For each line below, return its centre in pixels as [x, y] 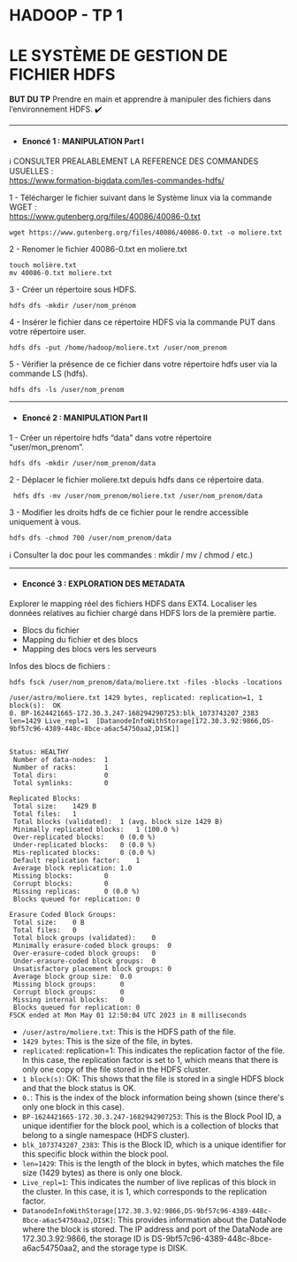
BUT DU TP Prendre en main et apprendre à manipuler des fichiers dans [140, 99]
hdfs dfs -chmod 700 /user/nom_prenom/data [91, 538]
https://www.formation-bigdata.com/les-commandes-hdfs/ [117, 181]
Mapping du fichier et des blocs [80, 639]
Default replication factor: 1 [76, 860]
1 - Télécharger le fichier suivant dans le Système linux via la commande [141, 198]
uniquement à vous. [45, 521]
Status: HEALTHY [39, 752]
